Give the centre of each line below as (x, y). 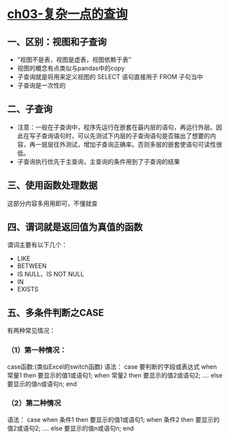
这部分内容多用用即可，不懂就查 (52, 203)
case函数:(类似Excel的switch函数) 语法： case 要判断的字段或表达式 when (112, 367)
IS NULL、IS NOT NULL (51, 274)
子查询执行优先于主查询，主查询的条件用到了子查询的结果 (98, 161)
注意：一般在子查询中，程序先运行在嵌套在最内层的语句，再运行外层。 (117, 127)
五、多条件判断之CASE (56, 313)
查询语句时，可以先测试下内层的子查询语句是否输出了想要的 (126, 136)
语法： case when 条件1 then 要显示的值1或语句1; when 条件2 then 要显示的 (113, 419)
